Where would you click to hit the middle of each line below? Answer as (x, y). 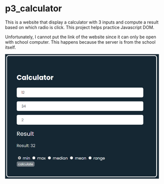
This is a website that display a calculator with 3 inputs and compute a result (82, 22)
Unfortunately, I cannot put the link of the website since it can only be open (81, 37)
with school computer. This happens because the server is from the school (80, 42)
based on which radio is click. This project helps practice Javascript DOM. (80, 27)
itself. (10, 47)
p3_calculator (33, 9)
